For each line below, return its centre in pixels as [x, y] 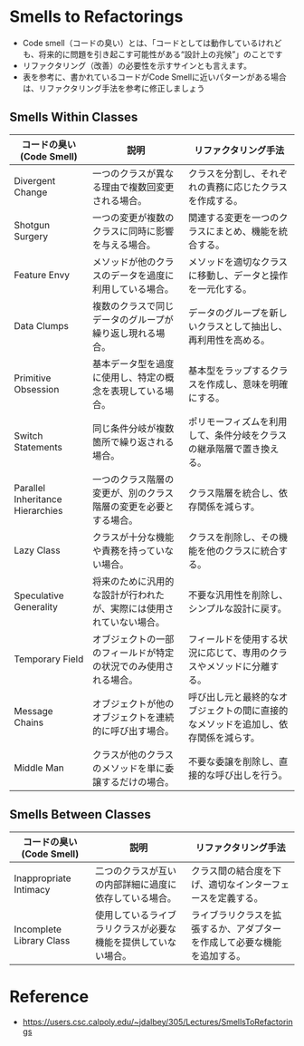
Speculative [39, 596]
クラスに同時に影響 [133, 231]
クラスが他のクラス [133, 754]
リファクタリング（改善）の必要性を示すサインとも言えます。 [137, 65]
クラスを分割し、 [224, 173]
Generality [36, 606]
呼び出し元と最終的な [234, 697]
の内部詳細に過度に [136, 884]
